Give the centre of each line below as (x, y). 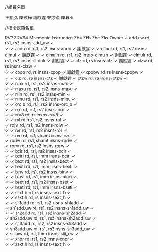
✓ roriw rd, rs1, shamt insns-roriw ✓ (41, 141)
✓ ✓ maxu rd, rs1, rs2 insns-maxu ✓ (42, 89)
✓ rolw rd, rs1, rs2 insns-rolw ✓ (37, 125)
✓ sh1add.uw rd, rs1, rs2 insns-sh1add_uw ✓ (50, 208)
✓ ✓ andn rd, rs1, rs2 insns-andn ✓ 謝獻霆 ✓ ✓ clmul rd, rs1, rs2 (70, 48)
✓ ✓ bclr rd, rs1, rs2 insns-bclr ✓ (38, 151)
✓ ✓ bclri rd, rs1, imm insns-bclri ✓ (40, 156)
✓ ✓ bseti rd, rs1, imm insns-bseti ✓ (41, 187)
